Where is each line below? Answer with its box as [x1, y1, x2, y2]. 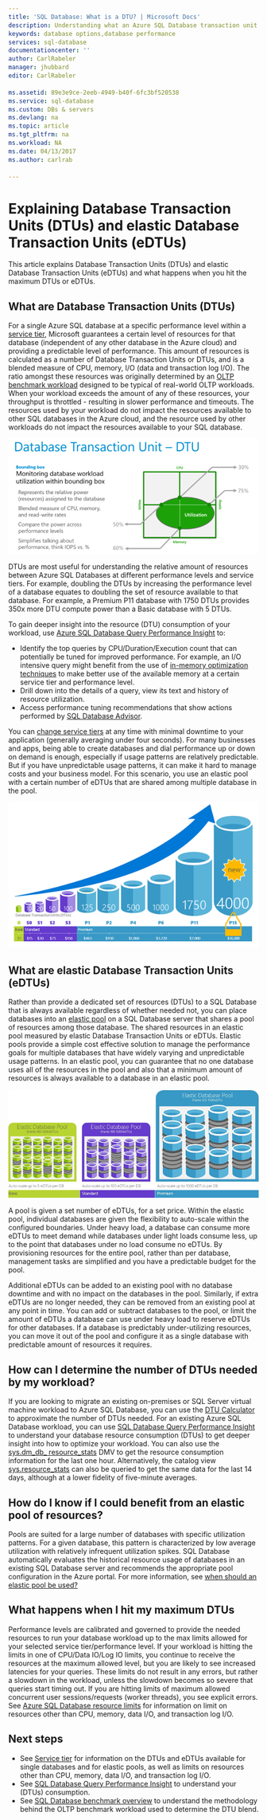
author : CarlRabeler [8, 55, 77, 63]
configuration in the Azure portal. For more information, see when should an [8, 1572, 257, 1582]
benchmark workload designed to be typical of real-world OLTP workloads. [8, 380, 255, 390]
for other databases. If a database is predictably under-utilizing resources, [8, 1323, 252, 1332]
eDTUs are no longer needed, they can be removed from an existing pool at [8, 1297, 256, 1307]
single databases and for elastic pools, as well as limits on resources [19, 1762, 245, 1771]
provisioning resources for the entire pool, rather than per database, [8, 1248, 231, 1258]
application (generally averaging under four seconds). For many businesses [8, 735, 256, 744]
